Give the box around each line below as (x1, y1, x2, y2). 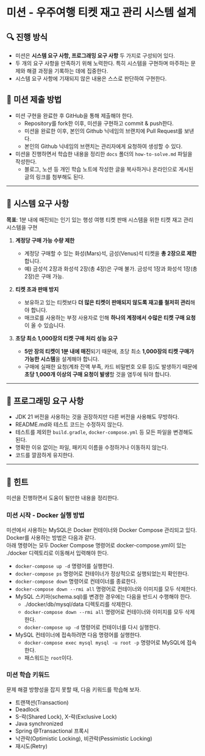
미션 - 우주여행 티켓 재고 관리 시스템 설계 (6, 6, 196, 20)
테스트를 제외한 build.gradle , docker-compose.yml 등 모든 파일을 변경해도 (15, 429, 193, 436)
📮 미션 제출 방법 (6, 94, 62, 105)
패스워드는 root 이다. (24, 654, 73, 661)
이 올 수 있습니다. (24, 321, 65, 329)
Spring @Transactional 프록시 (15, 727, 89, 735)
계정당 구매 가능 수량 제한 (15, 236, 75, 244)
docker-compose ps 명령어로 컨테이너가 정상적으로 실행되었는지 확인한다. (15, 570, 189, 577)
